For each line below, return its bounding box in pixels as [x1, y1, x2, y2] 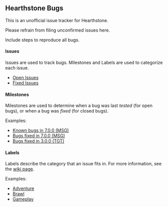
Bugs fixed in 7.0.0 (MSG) [12, 133, 65, 139]
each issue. [5, 65, 29, 71]
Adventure [12, 185, 35, 191]
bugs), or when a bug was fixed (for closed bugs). [5, 108, 109, 114]
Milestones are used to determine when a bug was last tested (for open [5, 102, 153, 109]
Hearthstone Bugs [5, 4, 64, 13]
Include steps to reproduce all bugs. [5, 37, 80, 43]
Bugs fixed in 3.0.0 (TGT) [12, 138, 65, 144]
